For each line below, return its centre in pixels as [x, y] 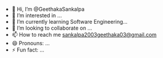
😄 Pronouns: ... [31, 43]
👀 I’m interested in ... [37, 15]
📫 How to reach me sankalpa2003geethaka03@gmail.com [84, 35]
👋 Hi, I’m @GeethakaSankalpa [48, 9]
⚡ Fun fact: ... [28, 50]
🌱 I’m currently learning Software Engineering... [70, 22]
